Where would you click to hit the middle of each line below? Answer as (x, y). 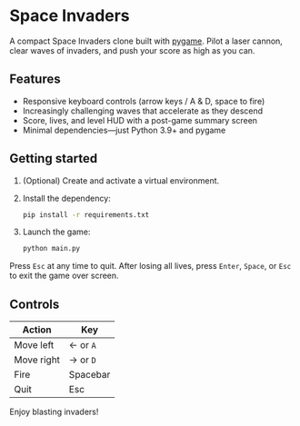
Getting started (54, 159)
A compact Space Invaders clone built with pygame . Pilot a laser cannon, (146, 41)
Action (37, 330)
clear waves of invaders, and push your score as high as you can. (132, 50)
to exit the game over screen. (65, 276)
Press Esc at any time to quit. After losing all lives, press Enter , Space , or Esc (150, 266)
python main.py (51, 249)
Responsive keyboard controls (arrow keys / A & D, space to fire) (144, 101)
